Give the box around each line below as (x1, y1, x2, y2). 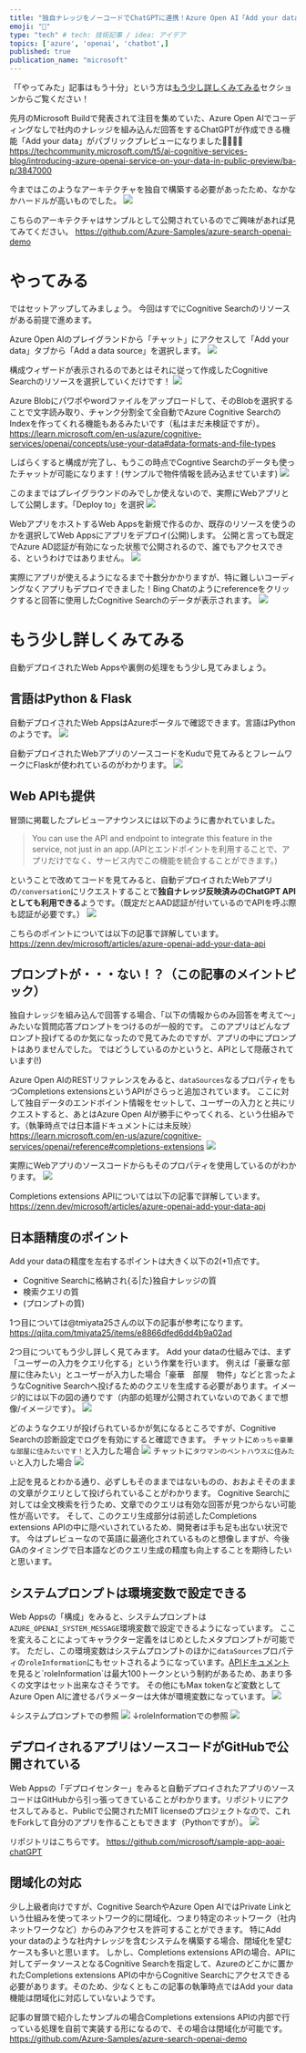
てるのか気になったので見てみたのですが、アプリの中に (56, 1032, 265, 1044)
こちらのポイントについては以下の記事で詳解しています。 (9, 927, 224, 939)
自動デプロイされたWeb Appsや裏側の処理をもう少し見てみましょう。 (9, 662, 271, 673)
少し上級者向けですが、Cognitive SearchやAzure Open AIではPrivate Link (9, 1901, 284, 1912)
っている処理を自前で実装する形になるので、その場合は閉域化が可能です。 (9, 2023, 288, 2034)
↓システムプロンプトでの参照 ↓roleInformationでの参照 (9, 1710, 229, 1721)
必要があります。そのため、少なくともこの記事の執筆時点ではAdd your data (9, 1980, 293, 1992)
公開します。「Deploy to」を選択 (25, 499, 145, 510)
